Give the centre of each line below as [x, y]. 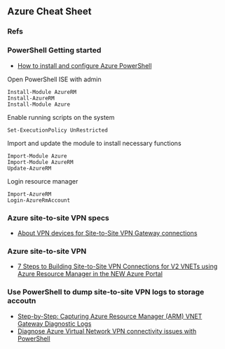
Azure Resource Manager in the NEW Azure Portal [90, 274]
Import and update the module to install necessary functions [94, 143]
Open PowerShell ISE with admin [54, 79]
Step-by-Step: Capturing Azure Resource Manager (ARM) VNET [110, 316]
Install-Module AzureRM [42, 92]
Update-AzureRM [29, 168]
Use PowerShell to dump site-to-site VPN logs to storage [106, 292]
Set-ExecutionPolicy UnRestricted [58, 130]
